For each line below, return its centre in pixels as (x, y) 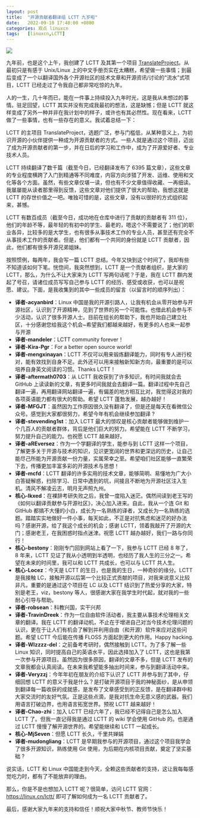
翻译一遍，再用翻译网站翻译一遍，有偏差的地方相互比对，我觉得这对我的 (103, 392)
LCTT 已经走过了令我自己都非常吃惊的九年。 (71, 85)
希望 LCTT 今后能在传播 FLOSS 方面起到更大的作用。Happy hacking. (109, 637)
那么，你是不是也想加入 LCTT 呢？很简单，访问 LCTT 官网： (80, 789)
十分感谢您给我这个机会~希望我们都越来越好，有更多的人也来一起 (105, 324)
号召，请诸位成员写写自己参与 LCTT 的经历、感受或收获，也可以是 (98, 282)
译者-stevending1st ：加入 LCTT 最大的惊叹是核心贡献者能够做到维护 (99, 422)
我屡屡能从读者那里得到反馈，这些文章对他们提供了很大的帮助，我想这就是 (97, 190)
